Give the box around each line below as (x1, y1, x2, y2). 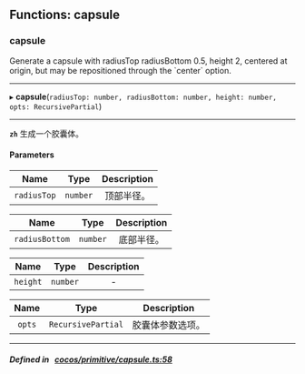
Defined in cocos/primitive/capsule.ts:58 (9, 354, 172, 365)
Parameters (9, 149, 54, 160)
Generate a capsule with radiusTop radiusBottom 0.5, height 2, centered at (9, 55, 288, 66)
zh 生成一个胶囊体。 (9, 127, 84, 139)
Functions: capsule (9, 7, 121, 23)
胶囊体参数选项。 (132, 318, 206, 331)
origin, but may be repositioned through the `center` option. (9, 65, 231, 76)
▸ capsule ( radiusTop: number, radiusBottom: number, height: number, (9, 91, 278, 102)
